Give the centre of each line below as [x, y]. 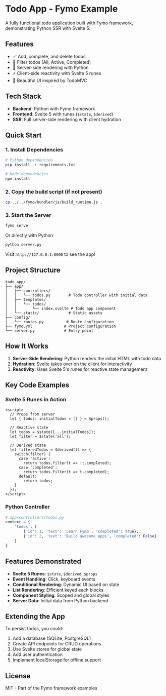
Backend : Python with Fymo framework [54, 108]
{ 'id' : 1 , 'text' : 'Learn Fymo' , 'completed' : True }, [81, 532]
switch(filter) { [33, 454]
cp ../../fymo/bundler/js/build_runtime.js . [54, 202]
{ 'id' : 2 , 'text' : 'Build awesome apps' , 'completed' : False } [90, 536]
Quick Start [23, 135]
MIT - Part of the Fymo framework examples [51, 688]
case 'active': [35, 459]
